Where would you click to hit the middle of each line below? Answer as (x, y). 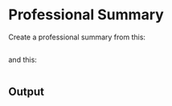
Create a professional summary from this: (77, 37)
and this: (23, 59)
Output (26, 92)
